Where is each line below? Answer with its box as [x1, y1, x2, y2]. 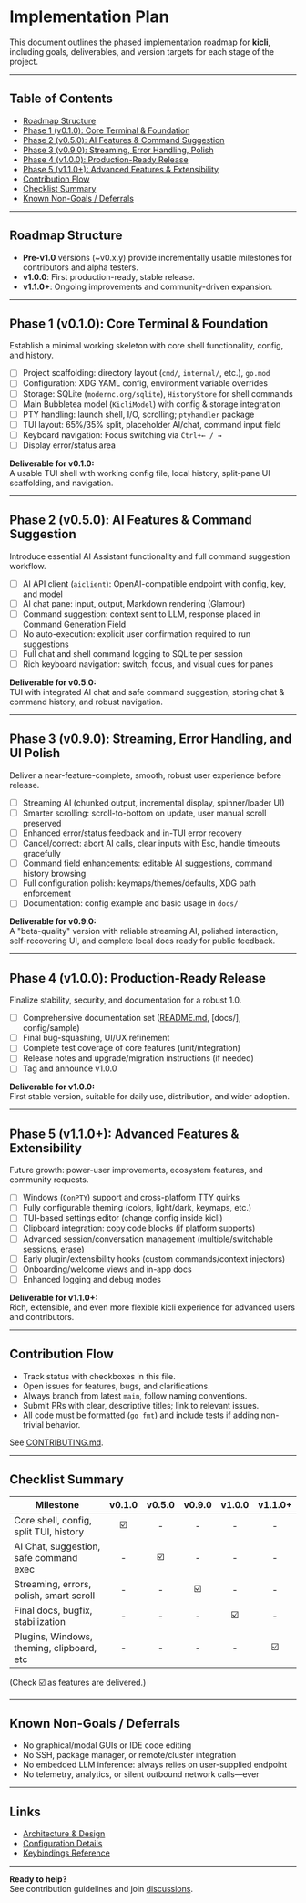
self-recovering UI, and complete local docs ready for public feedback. [9, 935, 276, 946]
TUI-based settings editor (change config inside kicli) [22, 1212, 223, 1223]
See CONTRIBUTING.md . [9, 1437, 104, 1448]
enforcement [22, 888, 71, 900]
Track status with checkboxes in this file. [22, 1370, 176, 1381]
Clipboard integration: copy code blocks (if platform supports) [22, 1222, 256, 1233]
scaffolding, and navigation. [9, 477, 114, 488]
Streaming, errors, [14, 1578, 92, 1591]
